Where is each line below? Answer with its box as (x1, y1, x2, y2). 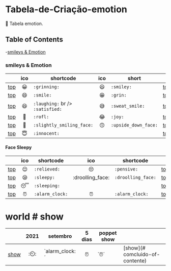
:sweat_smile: (110, 103, 145, 109)
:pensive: (114, 166, 138, 172)
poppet (99, 230, 117, 237)
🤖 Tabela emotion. (5, 20, 43, 27)
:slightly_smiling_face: (33, 122, 94, 128)
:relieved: (34, 166, 60, 172)
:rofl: (33, 114, 49, 120)
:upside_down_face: (110, 122, 158, 128)
